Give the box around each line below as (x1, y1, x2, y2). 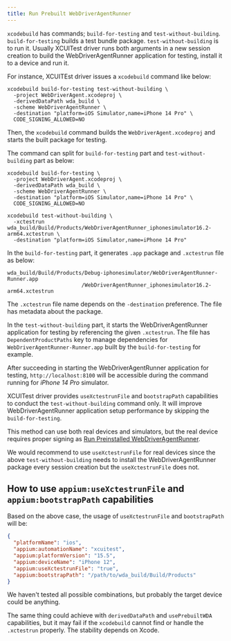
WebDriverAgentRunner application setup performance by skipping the (7, 407, 210, 415)
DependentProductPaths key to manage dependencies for (7, 335, 168, 343)
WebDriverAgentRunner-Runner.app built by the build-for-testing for (7, 343, 201, 351)
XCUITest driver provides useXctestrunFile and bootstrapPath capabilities (7, 391, 219, 400)
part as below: (33, 156, 75, 164)
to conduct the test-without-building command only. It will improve (7, 399, 203, 407)
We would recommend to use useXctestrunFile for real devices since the (7, 448, 216, 456)
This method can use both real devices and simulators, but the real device (7, 427, 219, 436)
